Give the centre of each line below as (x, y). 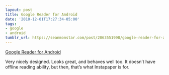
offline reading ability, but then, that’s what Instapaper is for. (67, 67)
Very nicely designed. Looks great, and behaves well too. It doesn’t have (80, 61)
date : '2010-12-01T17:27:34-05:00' (43, 19)
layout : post (19, 10)
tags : (11, 24)
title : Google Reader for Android (41, 14)
